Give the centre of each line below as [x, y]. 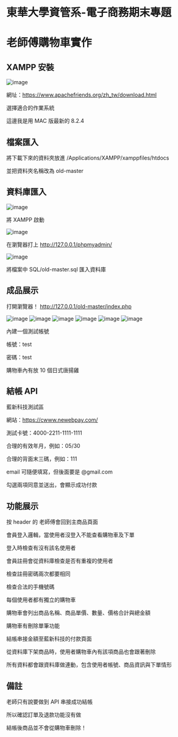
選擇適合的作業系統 [30, 108]
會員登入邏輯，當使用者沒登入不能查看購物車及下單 [70, 535]
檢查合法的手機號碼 [30, 587]
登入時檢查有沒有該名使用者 [41, 548]
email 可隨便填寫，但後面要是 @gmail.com [59, 472]
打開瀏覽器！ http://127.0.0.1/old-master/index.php [69, 306]
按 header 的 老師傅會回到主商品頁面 [52, 522]
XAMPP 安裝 [30, 67]
